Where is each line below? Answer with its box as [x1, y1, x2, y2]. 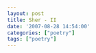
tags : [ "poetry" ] [7, 36, 57, 43]
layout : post [7, 10, 45, 17]
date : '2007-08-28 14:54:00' [7, 23, 91, 30]
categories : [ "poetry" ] [7, 29, 75, 36]
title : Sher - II [7, 17, 57, 23]
